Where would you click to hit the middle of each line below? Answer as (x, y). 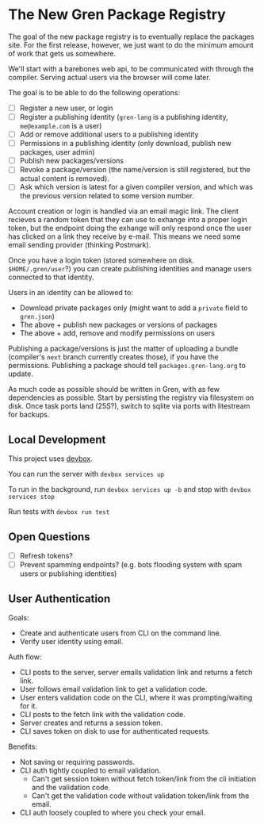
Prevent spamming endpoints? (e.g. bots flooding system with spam (131, 565)
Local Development (57, 439)
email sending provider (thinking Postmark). (80, 245)
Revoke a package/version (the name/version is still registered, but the (135, 170)
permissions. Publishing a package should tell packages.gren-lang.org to (127, 366)
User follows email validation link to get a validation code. (113, 689)
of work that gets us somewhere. (62, 53)
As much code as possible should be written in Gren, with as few (114, 389)
